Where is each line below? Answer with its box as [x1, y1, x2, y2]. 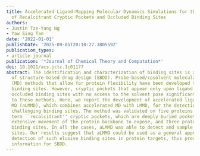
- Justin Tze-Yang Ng [6, 25, 60, 31]
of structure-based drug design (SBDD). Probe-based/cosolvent [11, 75, 171, 81]
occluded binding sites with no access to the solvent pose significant [11, 91, 196, 97]
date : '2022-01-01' [6, 36, 55, 42]
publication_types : [6, 47, 55, 53]
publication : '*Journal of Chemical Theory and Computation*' [6, 58, 164, 64]
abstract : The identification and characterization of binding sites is [6, 69, 190, 75]
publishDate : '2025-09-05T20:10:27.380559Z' [6, 42, 118, 48]
